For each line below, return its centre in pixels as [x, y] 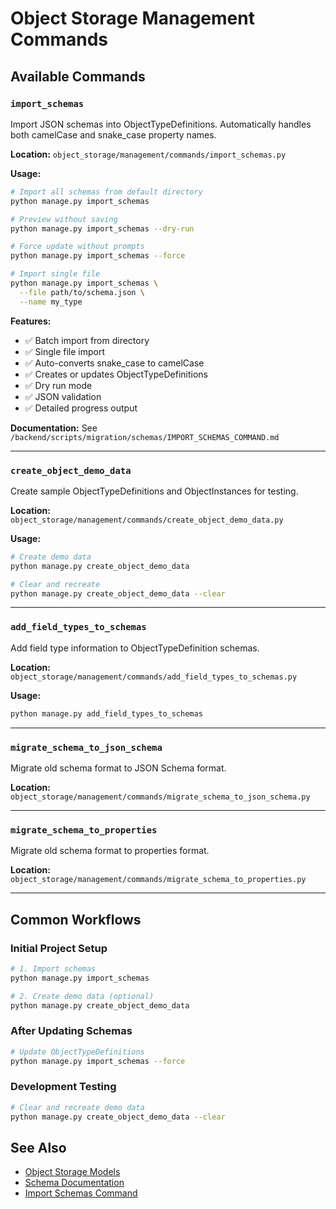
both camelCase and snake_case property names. [113, 134]
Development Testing [63, 1087]
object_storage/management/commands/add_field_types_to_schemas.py [154, 677]
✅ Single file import [65, 351]
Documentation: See [54, 428]
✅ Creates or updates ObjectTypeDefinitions [116, 374]
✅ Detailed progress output [81, 408]
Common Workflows [76, 919]
